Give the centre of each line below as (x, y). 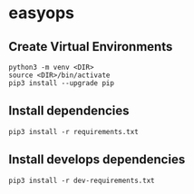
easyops (41, 13)
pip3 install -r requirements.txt (74, 131)
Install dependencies (69, 111)
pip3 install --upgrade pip (62, 83)
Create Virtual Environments (91, 47)
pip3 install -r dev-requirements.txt (82, 180)
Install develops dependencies (97, 160)
